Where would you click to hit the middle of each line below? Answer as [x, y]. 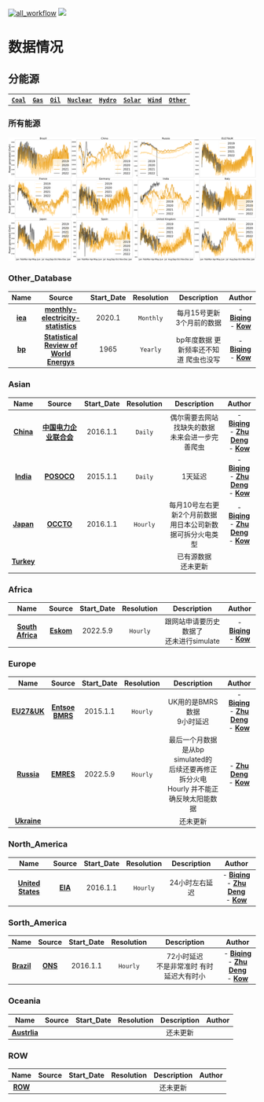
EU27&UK [28, 711]
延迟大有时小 [185, 975]
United [29, 883]
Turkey [23, 561]
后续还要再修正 [193, 770]
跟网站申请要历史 [192, 621]
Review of [61, 345]
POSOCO [60, 476]
